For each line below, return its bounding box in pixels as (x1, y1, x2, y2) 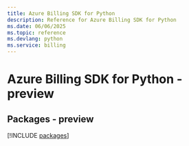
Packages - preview (7, 113, 94, 125)
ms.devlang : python (7, 36, 63, 42)
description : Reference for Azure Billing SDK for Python (7, 16, 177, 23)
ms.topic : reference (7, 29, 67, 36)
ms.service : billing (7, 42, 67, 49)
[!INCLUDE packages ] (7, 132, 69, 139)
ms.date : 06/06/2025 (7, 23, 67, 29)
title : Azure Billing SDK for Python (7, 10, 115, 17)
